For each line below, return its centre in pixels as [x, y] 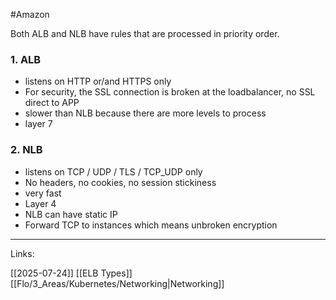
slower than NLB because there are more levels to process [145, 113]
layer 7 [38, 124]
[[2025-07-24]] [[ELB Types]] [71, 273]
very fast [43, 193]
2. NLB [26, 150]
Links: [22, 253]
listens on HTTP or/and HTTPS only [98, 81]
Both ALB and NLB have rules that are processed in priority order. [145, 33]
